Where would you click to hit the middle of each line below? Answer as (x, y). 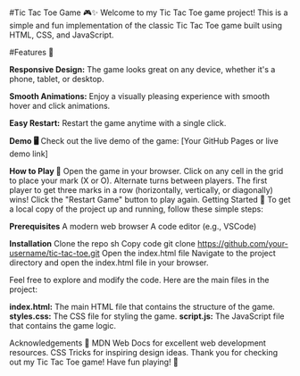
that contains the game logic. (62, 326)
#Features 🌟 (32, 52)
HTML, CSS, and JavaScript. (62, 35)
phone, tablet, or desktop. (57, 79)
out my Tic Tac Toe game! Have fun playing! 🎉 (94, 362)
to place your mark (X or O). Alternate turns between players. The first (138, 180)
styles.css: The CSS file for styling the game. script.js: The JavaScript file (147, 316)
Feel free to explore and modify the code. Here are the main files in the (139, 280)
